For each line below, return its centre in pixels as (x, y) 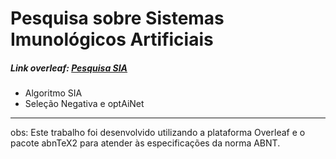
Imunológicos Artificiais (112, 39)
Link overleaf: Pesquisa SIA (69, 68)
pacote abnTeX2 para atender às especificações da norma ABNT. (145, 143)
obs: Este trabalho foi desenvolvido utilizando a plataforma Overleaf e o (158, 133)
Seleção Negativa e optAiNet (84, 104)
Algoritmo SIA (53, 93)
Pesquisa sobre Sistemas (117, 18)
